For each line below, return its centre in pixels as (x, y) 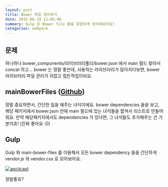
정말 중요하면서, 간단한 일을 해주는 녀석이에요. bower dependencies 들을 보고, (82, 105)
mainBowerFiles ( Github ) (45, 92)
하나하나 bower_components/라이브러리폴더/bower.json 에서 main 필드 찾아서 (83, 63)
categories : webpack (27, 29)
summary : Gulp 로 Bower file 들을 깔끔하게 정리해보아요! (60, 24)
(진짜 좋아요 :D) (35, 123)
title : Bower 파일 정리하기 (31, 15)
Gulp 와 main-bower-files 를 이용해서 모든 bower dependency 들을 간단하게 (81, 152)
